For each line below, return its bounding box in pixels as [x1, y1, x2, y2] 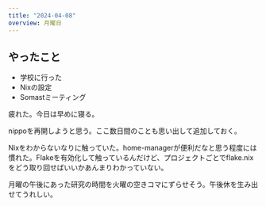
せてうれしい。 [8, 189, 57, 199]
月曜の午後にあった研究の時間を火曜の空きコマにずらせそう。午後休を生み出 [8, 180, 259, 189]
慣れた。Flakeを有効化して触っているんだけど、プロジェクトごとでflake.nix [8, 153, 254, 162]
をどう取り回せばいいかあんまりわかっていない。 [8, 163, 168, 173]
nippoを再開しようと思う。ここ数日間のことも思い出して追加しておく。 [8, 126, 242, 135]
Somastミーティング [19, 93, 87, 102]
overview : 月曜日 [8, 19, 62, 27]
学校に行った [19, 73, 62, 82]
